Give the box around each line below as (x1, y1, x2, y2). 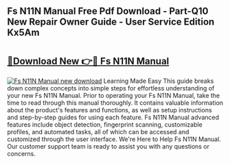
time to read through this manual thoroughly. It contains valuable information (7, 99, 224, 107)
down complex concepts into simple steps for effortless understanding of (7, 84, 215, 92)
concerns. (7, 150, 36, 158)
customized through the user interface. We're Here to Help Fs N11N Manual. (7, 135, 222, 143)
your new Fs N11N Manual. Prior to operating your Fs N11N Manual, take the (7, 92, 220, 99)
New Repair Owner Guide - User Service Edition (7, 16, 215, 28)
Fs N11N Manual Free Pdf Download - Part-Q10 (7, 5, 209, 17)
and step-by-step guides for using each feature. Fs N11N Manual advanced (7, 113, 220, 121)
